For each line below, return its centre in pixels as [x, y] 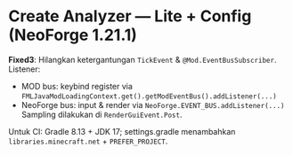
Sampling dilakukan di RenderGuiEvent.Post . [102, 114]
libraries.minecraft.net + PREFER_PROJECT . [88, 141]
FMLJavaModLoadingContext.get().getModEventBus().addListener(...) [149, 96]
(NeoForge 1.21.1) [73, 35]
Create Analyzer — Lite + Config [130, 16]
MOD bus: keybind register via [77, 86]
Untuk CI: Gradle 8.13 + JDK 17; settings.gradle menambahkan [122, 131]
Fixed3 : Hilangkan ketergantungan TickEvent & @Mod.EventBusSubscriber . [142, 59]
